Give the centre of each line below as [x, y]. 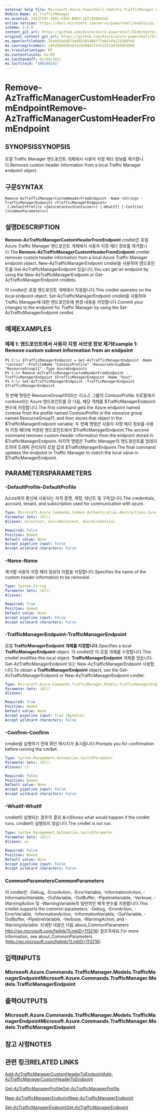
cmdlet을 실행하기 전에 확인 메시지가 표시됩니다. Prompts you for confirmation [80, 744]
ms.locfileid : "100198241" [32, 64]
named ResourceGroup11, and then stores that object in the [64, 418]
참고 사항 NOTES [28, 1044]
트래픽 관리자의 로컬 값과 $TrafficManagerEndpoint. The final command [87, 447]
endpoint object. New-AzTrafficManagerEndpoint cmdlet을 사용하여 [72, 263]
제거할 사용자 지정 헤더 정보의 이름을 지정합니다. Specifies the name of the [75, 572]
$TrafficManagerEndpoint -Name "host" [94, 377]
